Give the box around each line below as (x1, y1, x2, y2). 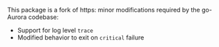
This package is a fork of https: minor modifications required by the (7, 6, 200, 14)
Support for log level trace (17, 27, 94, 34)
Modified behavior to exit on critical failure (17, 33, 145, 42)
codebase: (28, 13, 59, 21)
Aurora (7, 13, 27, 21)
